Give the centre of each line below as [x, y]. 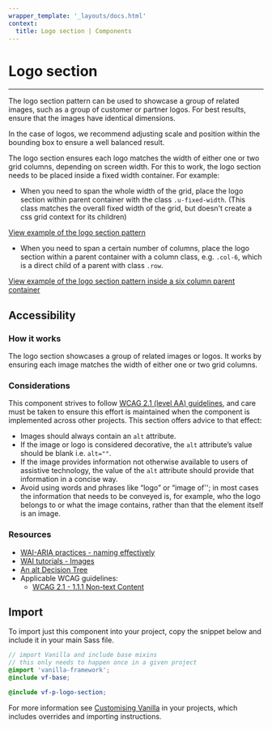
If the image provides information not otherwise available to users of [134, 462]
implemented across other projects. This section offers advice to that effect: [135, 420]
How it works [35, 339]
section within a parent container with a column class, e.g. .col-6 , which [141, 257]
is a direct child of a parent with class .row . [91, 266]
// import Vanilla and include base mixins [83, 655]
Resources [30, 535]
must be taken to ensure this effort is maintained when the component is [129, 412]
